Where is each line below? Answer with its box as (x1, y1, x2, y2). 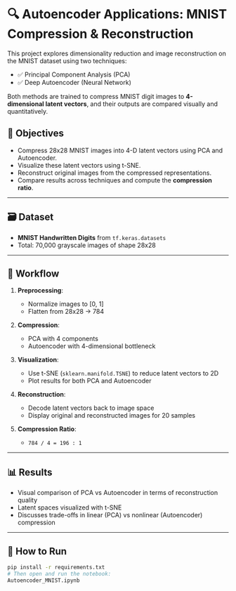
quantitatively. (7, 107, 48, 115)
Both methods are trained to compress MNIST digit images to (7, 92, 185, 100)
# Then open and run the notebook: (7, 570, 112, 577)
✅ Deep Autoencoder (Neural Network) (17, 78, 131, 86)
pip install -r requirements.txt (7, 564, 105, 571)
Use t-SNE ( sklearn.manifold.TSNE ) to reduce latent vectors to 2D (27, 369, 219, 378)
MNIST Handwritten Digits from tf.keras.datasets (17, 233, 166, 241)
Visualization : (17, 356, 59, 364)
